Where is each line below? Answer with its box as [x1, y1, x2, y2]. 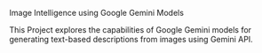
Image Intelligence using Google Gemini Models [9, 8, 185, 18]
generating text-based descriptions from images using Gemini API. [9, 34, 253, 44]
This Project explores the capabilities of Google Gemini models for [9, 25, 251, 34]
